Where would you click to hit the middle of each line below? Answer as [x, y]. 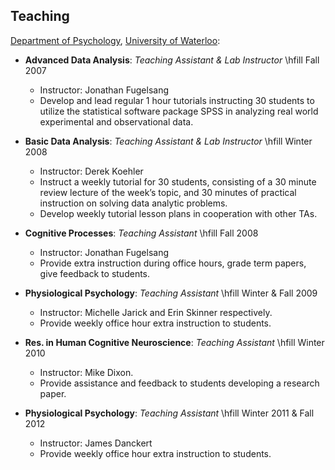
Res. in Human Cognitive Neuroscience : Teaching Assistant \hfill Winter [174, 342]
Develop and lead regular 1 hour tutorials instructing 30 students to [177, 100]
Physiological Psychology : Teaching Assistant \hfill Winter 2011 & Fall [169, 413]
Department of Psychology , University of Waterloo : [115, 40]
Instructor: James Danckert [96, 443]
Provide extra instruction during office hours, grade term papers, [173, 263]
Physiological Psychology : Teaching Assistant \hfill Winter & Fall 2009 [171, 293]
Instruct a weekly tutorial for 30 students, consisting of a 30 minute [178, 181]
